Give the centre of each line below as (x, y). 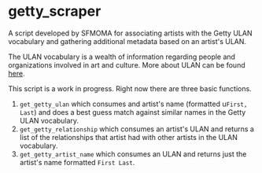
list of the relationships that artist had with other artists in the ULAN (128, 137)
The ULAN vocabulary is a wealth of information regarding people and (122, 57)
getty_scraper (55, 11)
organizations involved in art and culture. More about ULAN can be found (127, 64)
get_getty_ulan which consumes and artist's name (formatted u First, (133, 104)
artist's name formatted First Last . (77, 162)
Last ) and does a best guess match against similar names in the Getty (133, 112)
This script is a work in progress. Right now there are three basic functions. (130, 88)
